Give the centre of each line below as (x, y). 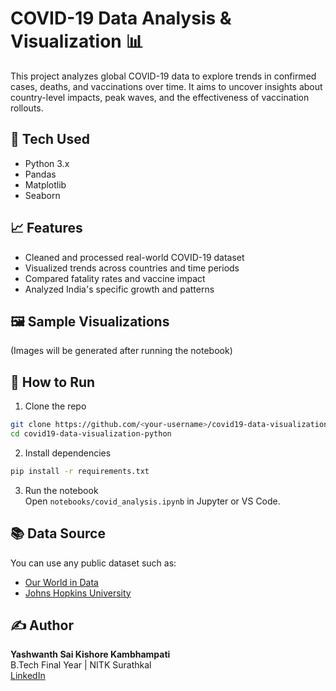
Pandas (40, 174)
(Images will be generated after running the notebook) (121, 351)
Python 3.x (47, 163)
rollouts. (27, 108)
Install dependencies (68, 453)
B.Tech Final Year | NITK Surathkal (81, 665)
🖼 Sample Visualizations (90, 321)
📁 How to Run (53, 382)
